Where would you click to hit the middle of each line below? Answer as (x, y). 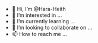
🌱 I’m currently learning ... (43, 21)
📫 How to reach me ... (39, 34)
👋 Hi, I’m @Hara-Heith (39, 9)
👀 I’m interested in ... (37, 15)
